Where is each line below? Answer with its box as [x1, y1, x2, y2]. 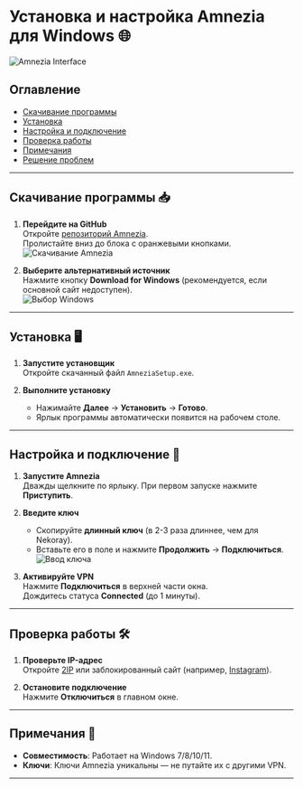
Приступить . [22, 490, 74, 501]
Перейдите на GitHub [22, 219, 107, 230]
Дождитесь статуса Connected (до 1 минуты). [22, 590, 201, 602]
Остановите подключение [22, 682, 127, 692]
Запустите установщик [22, 358, 115, 369]
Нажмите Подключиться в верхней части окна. [22, 581, 209, 592]
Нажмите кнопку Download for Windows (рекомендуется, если [22, 274, 268, 286]
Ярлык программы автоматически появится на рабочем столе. [35, 412, 281, 423]
